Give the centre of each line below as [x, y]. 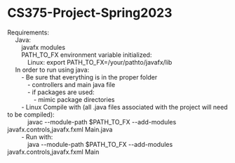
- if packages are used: [61, 92]
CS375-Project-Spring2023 [90, 13]
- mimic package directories [74, 99]
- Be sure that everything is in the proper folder [89, 77]
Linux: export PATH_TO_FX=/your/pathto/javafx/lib [100, 62]
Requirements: [28, 32]
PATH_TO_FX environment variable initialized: [86, 55]
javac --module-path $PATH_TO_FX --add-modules [102, 122]
